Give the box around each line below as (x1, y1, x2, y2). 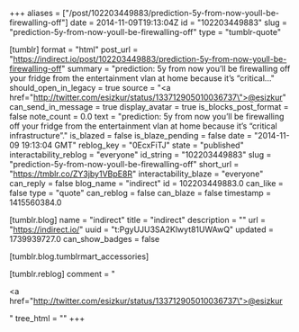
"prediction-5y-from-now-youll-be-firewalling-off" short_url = (9, 159, 240, 169)
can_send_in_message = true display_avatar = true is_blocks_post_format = (9, 102, 289, 112)
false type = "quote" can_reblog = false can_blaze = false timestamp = (9, 188, 272, 198)
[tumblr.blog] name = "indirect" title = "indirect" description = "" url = (9, 215, 266, 225)
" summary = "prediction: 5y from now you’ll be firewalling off (61, 63, 291, 74)
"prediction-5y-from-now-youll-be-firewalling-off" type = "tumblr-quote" (9, 27, 282, 37)
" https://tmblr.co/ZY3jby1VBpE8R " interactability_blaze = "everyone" (9, 168, 264, 179)
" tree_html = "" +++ (9, 313, 86, 323)
